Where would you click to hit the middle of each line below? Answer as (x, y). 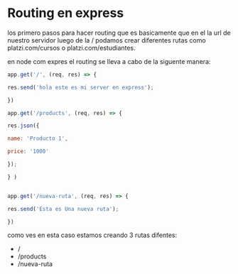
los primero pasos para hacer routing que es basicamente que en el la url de (119, 33)
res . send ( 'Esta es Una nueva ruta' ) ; (63, 209)
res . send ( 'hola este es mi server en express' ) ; (81, 87)
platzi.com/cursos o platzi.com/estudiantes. (72, 48)
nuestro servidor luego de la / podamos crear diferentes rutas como (107, 40)
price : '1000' (28, 152)
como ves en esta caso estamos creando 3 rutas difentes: (92, 235)
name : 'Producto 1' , (38, 139)
